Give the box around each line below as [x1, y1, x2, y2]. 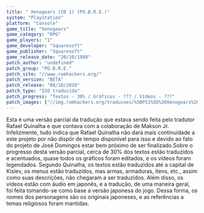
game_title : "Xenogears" [6, 25, 69, 32]
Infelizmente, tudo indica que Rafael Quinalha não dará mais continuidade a [6, 129, 195, 136]
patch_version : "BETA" [6, 76, 64, 83]
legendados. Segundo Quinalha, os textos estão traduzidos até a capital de [6, 161, 194, 168]
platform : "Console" [6, 20, 59, 26]
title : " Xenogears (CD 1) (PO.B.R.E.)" [6, 8, 110, 15]
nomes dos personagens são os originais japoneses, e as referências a [6, 193, 184, 200]
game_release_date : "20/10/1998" [6, 54, 91, 60]
